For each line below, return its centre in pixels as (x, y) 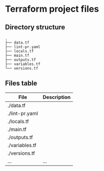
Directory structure (35, 27)
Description (57, 97)
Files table (21, 84)
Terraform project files (52, 9)
